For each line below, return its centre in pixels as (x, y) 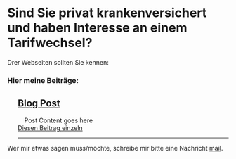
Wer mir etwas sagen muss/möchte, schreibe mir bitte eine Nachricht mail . (115, 148)
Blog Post (39, 103)
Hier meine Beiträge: (43, 80)
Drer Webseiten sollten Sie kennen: (58, 62)
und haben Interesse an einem (97, 28)
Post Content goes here (59, 120)
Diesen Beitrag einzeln (50, 127)
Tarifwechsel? (50, 43)
